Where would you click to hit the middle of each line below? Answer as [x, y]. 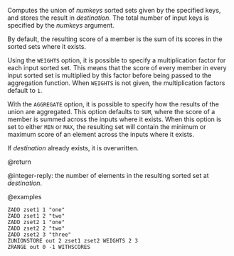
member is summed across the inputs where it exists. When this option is [115, 119]
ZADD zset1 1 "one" [36, 210]
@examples [25, 197]
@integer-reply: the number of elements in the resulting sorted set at [108, 176]
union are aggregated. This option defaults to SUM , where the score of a [111, 112]
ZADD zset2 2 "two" [36, 228]
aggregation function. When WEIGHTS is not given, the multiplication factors [116, 83]
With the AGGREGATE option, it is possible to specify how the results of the [113, 104]
